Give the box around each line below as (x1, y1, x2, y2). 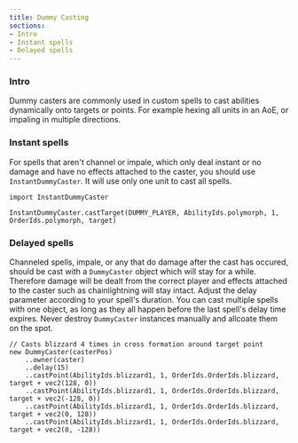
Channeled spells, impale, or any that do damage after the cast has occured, (9, 257, 289, 267)
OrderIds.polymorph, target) (9, 216, 117, 225)
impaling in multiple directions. (9, 115, 122, 125)
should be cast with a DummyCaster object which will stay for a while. (9, 266, 257, 277)
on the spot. (9, 323, 53, 334)
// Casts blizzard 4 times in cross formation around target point (9, 340, 264, 349)
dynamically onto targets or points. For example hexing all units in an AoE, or (9, 105, 289, 115)
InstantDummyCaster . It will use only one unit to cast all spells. (9, 175, 232, 186)
